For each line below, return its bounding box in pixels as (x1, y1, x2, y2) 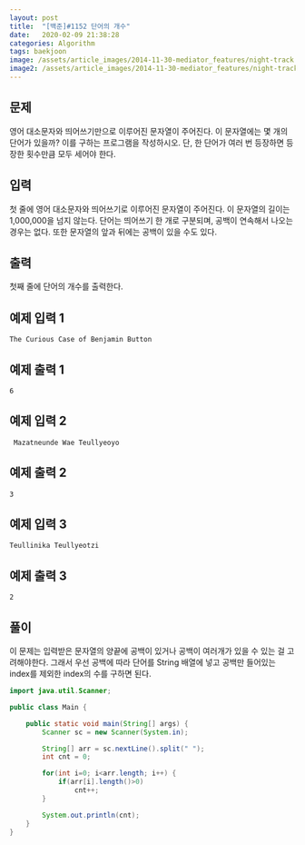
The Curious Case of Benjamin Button (9, 335, 152, 344)
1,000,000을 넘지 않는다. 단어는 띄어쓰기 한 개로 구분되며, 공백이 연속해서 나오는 (9, 214, 293, 225)
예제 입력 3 (9, 516, 67, 532)
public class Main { (9, 702, 88, 711)
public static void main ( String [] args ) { (25, 719, 189, 728)
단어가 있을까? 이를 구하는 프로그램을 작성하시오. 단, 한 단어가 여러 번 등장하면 (9, 137, 284, 148)
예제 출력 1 (9, 362, 65, 377)
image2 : (9, 65, 39, 74)
